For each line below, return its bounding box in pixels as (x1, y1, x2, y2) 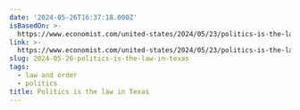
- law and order (17, 71, 78, 80)
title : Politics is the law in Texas (9, 87, 150, 96)
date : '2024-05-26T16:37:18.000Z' (9, 12, 138, 22)
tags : (9, 63, 29, 72)
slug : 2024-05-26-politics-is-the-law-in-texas (9, 54, 190, 63)
